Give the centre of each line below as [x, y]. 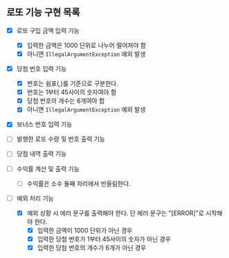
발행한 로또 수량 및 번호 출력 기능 [61, 139]
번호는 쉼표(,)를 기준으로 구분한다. [72, 84]
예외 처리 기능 [35, 198]
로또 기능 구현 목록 [43, 12]
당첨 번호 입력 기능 [42, 69]
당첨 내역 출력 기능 [42, 154]
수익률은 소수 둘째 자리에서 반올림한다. [79, 183]
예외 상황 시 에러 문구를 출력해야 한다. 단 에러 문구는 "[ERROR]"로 [116, 213]
